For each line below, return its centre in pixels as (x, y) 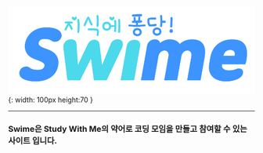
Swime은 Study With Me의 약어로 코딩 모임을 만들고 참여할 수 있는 (128, 129)
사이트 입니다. (32, 140)
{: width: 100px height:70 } (51, 100)
